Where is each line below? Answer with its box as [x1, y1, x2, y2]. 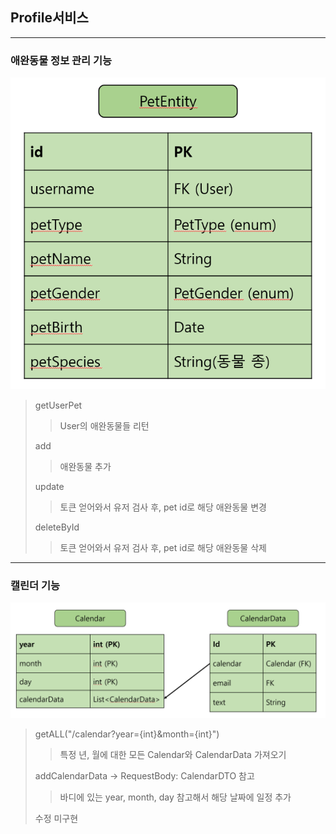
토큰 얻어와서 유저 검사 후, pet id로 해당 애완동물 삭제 [59, 541, 267, 553]
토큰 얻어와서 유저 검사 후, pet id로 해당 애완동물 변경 [59, 501, 267, 513]
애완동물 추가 [59, 460, 112, 472]
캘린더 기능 [10, 578, 61, 592]
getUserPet [34, 399, 83, 411]
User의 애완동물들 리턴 [59, 419, 150, 432]
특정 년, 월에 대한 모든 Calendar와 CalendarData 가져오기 [59, 749, 287, 761]
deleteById [34, 521, 80, 533]
